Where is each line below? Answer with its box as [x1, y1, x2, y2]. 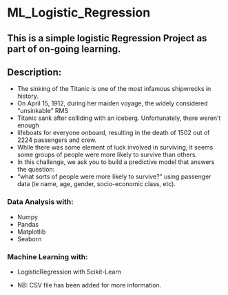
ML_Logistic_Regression [7, 5, 151, 21]
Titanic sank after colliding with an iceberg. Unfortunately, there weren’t [17, 114, 221, 122]
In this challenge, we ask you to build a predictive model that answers [17, 158, 215, 166]
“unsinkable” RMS [17, 107, 69, 115]
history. [17, 92, 39, 101]
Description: [7, 66, 62, 78]
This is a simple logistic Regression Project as [7, 32, 207, 44]
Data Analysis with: [7, 197, 74, 207]
